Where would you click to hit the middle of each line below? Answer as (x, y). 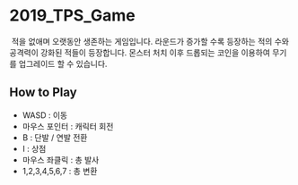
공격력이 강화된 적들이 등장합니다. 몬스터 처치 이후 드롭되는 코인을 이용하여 (140, 52)
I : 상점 (34, 148)
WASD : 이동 (45, 115)
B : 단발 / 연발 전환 (55, 137)
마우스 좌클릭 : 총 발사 (61, 160)
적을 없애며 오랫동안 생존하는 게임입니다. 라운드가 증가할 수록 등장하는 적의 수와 (150, 41)
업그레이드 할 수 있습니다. (63, 63)
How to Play (44, 92)
